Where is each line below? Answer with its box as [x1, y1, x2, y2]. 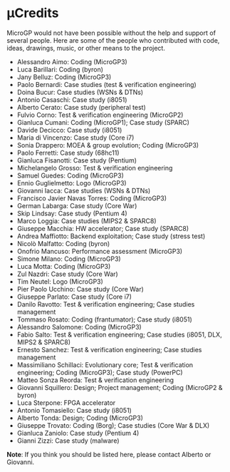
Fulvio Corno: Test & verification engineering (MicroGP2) [16, 111, 184, 119]
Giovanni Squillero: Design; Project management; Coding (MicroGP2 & [16, 383, 223, 391]
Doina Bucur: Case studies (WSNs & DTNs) [16, 88, 144, 96]
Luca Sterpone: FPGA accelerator [16, 398, 116, 407]
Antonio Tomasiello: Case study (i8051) [16, 406, 132, 414]
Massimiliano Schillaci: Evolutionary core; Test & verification [16, 360, 194, 369]
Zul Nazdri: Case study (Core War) [16, 270, 118, 278]
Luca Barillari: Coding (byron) [16, 65, 104, 73]
